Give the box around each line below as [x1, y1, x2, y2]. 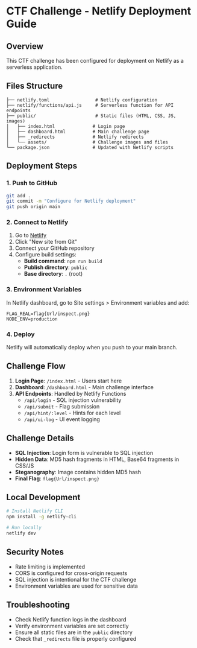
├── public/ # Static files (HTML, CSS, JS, [6, 113, 177, 119]
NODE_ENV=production [6, 316, 58, 322]
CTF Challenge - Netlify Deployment [6, 4, 192, 18]
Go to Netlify [14, 232, 47, 239]
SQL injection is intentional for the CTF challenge [14, 576, 137, 583]
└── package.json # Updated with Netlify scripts [6, 144, 174, 150]
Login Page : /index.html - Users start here [14, 377, 122, 384]
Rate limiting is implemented [14, 563, 86, 570]
